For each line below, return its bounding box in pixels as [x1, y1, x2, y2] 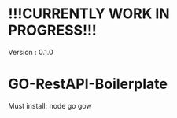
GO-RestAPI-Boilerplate [8, 76, 168, 93]
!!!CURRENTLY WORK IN [8, 5, 171, 23]
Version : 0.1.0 [8, 47, 53, 57]
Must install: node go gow [8, 101, 92, 110]
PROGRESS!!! [8, 21, 97, 39]
